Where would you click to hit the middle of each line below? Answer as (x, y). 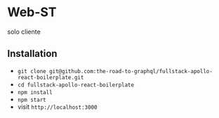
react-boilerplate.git (51, 77)
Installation (32, 54)
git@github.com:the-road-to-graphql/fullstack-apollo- (131, 71)
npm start (32, 100)
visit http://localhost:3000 (57, 107)
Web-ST (32, 12)
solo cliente (24, 32)
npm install (35, 92)
